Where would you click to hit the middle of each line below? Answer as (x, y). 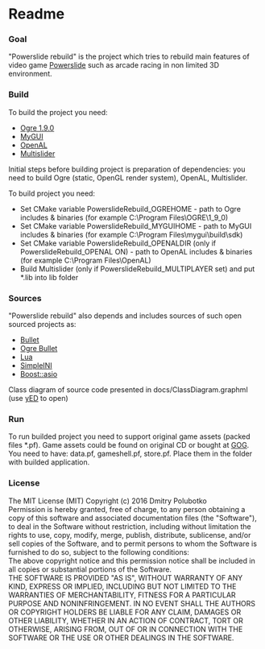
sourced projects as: (42, 324)
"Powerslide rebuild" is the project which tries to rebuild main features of (129, 56)
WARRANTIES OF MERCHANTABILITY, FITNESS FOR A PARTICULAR (122, 595)
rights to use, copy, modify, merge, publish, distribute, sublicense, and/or (130, 535)
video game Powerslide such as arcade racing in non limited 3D (114, 65)
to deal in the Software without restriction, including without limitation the (130, 526)
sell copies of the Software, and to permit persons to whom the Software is (133, 544)
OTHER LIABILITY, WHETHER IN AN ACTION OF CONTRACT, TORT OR (126, 620)
